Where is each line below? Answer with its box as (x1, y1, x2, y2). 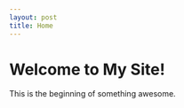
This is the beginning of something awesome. (9, 89, 176, 99)
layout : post (9, 12, 58, 22)
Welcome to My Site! (9, 59, 166, 80)
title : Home (9, 21, 53, 30)
